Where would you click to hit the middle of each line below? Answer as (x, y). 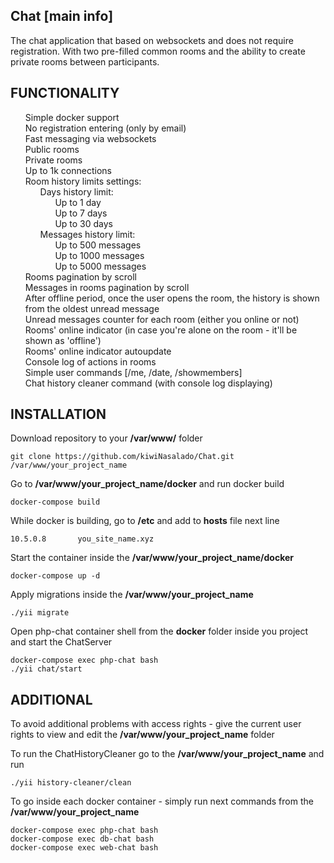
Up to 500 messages (98, 245)
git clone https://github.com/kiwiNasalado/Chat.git (122, 457)
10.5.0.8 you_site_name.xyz (82, 539)
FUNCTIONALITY (65, 93)
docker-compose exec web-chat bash (84, 848)
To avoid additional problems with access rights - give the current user (156, 724)
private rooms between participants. (85, 61)
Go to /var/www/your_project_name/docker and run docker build (147, 484)
